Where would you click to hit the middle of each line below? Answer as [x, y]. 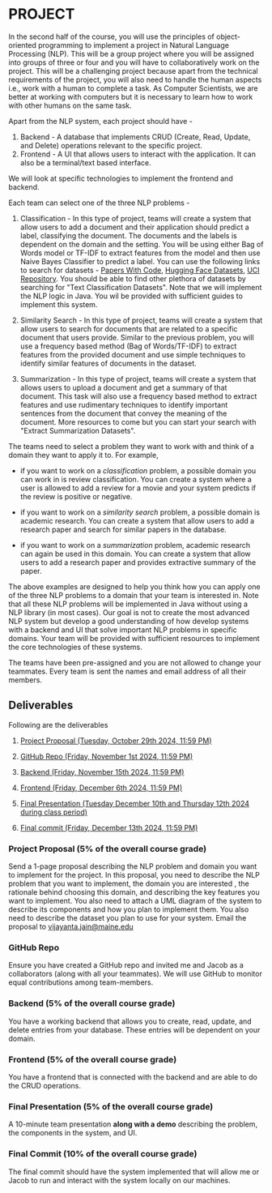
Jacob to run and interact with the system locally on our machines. [119, 1180]
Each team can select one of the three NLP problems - [99, 203]
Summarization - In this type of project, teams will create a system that [138, 378]
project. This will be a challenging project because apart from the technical [134, 71]
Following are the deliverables [58, 725]
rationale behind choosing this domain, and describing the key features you [134, 892]
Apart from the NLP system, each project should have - [100, 121]
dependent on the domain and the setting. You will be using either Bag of [142, 244]
